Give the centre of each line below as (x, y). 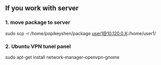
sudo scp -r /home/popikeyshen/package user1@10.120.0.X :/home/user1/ (81, 33)
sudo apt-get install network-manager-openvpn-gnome (62, 57)
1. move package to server (38, 22)
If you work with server (42, 8)
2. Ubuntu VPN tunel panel (38, 46)
